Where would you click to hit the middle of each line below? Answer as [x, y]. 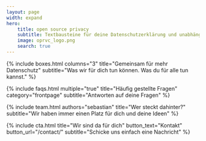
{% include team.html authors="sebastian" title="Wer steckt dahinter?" [96, 107]
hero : [13, 23]
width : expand [25, 18]
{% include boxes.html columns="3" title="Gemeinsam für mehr [87, 63]
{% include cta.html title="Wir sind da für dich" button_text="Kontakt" [94, 125]
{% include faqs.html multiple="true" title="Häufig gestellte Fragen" [92, 88]
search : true [34, 47]
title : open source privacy [53, 29]
